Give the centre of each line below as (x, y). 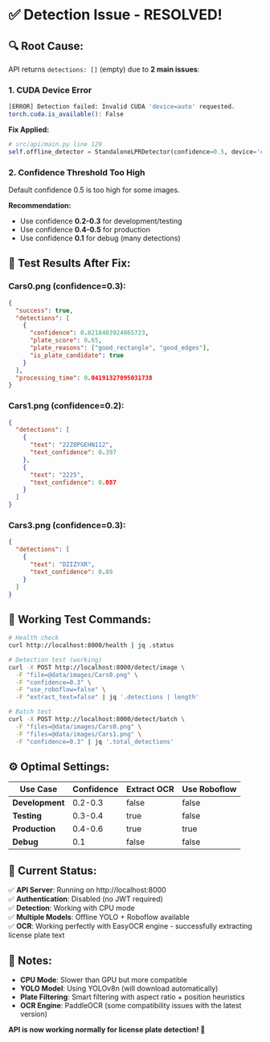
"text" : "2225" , (57, 475)
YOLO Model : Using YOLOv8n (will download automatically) (119, 988)
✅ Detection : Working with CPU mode (72, 908)
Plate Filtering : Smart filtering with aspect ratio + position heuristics (132, 997)
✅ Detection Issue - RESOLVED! (115, 15)
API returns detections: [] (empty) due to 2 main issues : (104, 69)
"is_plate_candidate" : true (77, 355)
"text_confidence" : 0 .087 (73, 482)
